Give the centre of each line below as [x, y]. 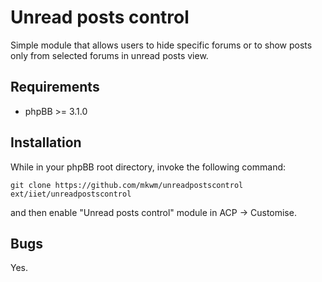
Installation [46, 142]
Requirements [55, 87]
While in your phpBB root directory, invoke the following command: [148, 167]
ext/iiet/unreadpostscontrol [71, 194]
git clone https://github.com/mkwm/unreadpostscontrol [127, 185]
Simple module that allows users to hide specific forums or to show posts [161, 45]
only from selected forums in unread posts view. [109, 55]
